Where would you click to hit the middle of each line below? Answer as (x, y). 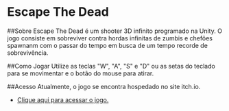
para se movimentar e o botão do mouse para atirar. (81, 73)
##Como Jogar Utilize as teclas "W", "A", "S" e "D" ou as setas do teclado (111, 66)
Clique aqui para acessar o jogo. (63, 99)
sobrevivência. (28, 53)
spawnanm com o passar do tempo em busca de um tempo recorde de (107, 45)
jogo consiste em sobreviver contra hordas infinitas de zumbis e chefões (110, 38)
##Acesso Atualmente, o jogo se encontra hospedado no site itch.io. (104, 86)
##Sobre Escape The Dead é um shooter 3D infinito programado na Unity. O (115, 31)
